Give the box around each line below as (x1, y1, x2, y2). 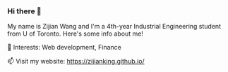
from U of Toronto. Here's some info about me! (7, 29, 143, 38)
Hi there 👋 (7, 6, 42, 16)
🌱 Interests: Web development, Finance (7, 43, 121, 52)
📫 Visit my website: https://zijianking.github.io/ (7, 57, 145, 66)
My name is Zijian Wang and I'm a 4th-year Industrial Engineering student (7, 22, 221, 31)
